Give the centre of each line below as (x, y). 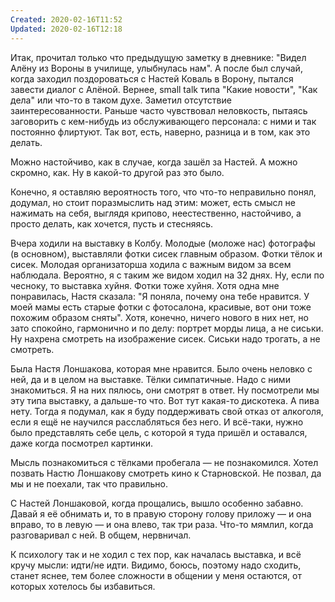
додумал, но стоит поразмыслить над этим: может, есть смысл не (153, 202)
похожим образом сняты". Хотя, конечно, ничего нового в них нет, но (159, 317)
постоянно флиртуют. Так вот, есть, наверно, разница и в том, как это (160, 132)
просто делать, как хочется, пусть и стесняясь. (112, 223)
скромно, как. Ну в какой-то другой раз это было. (117, 172)
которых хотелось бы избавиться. (83, 586)
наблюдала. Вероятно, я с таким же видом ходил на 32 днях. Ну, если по (167, 275)
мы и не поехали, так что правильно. (89, 483)
